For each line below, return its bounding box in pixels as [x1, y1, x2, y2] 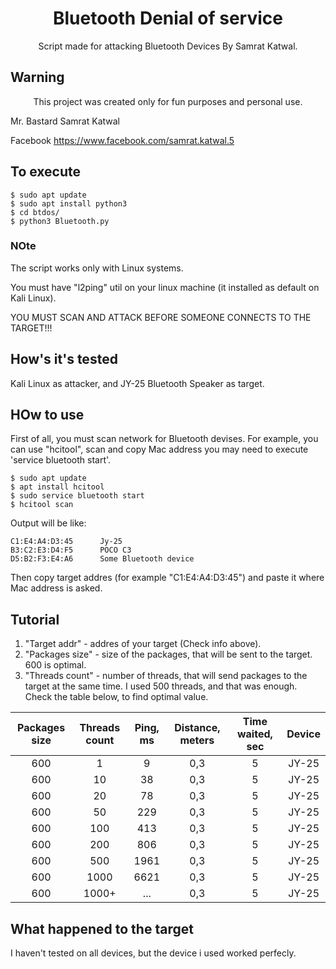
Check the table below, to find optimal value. [24, 691, 209, 703]
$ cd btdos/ [10, 207, 60, 217]
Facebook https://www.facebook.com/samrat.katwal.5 [10, 134, 235, 146]
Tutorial [10, 611, 60, 628]
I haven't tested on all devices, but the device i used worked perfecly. [10, 947, 297, 959]
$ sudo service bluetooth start [10, 491, 145, 501]
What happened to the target [10, 920, 194, 937]
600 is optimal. [24, 659, 87, 671]
